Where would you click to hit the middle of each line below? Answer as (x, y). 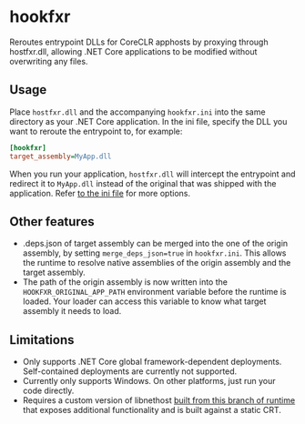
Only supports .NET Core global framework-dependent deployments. (152, 362)
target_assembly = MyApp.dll (61, 156)
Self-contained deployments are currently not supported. (130, 371)
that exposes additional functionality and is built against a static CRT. (152, 410)
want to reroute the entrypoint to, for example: (96, 131)
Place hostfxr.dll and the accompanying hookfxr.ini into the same (137, 112)
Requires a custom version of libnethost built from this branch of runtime (159, 400)
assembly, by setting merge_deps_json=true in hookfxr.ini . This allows (154, 253)
